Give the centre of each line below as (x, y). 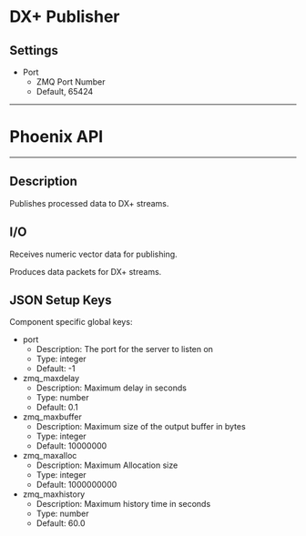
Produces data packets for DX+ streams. (86, 271)
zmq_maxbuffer (52, 417)
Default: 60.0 (61, 523)
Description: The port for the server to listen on (125, 349)
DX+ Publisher (65, 17)
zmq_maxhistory (54, 494)
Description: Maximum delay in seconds (111, 388)
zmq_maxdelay (51, 379)
